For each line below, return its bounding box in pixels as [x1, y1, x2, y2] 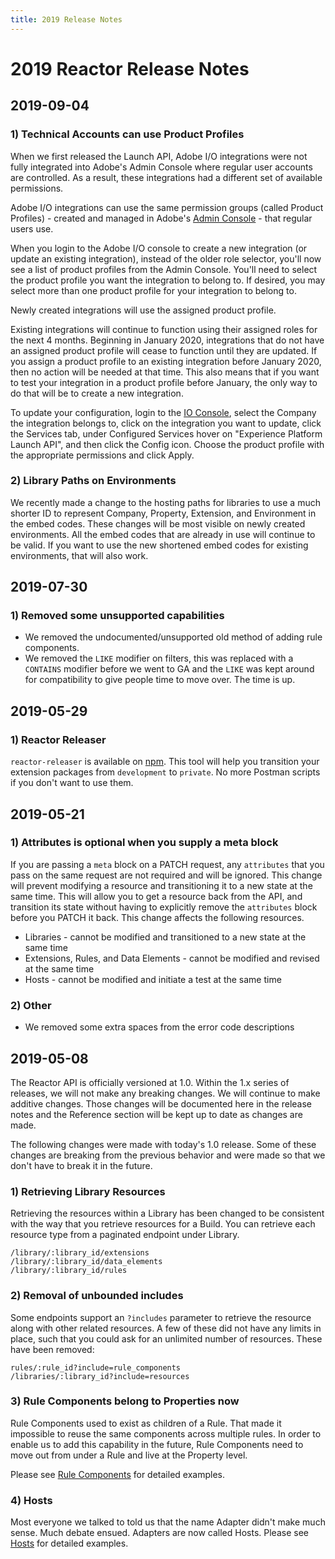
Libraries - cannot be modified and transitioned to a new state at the [24, 931, 307, 943]
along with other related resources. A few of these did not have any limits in [10, 1322, 322, 1334]
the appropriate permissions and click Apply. [10, 449, 195, 461]
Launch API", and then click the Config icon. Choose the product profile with [10, 438, 325, 450]
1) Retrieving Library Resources [10, 1184, 166, 1198]
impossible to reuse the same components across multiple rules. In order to [10, 1427, 322, 1440]
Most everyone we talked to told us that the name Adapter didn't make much [10, 1516, 326, 1528]
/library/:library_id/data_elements [10, 1257, 163, 1267]
